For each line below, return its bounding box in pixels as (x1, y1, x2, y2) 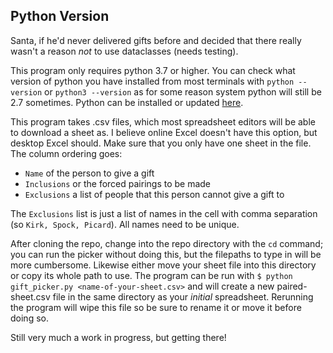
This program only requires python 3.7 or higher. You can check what (10, 64, 296, 76)
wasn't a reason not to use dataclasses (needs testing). (10, 45, 239, 57)
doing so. (10, 312, 49, 324)
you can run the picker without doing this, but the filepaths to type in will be (10, 248, 322, 260)
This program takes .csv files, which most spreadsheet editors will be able (10, 115, 316, 128)
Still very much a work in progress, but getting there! (10, 331, 227, 343)
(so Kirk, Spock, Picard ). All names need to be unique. (10, 218, 240, 230)
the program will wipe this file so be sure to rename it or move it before (10, 301, 302, 313)
